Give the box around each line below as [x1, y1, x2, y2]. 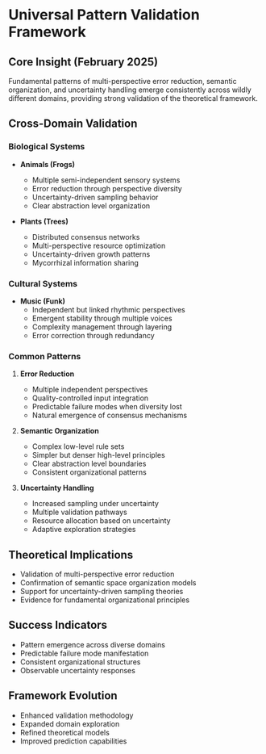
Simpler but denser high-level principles [31, 450, 165, 460]
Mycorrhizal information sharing [31, 258, 139, 267]
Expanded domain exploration [19, 718, 120, 728]
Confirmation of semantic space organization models [19, 578, 197, 588]
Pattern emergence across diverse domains [19, 639, 165, 649]
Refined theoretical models [19, 727, 110, 737]
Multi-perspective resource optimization [31, 241, 166, 250]
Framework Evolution [8, 689, 118, 703]
